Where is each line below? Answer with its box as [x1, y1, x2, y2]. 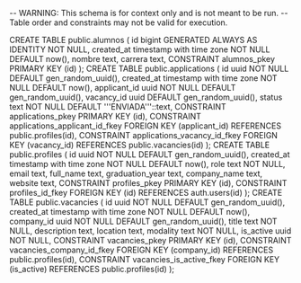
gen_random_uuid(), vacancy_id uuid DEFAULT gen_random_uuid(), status [9, 92, 283, 102]
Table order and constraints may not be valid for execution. [9, 17, 228, 28]
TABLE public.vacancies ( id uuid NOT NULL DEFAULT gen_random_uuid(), [9, 197, 286, 208]
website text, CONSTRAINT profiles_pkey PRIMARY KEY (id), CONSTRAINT [9, 178, 288, 188]
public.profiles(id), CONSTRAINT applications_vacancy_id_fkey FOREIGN [9, 130, 279, 140]
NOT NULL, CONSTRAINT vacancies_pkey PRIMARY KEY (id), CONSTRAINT [9, 235, 292, 245]
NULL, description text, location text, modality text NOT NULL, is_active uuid [9, 226, 292, 236]
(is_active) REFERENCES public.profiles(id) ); [9, 264, 175, 274]
